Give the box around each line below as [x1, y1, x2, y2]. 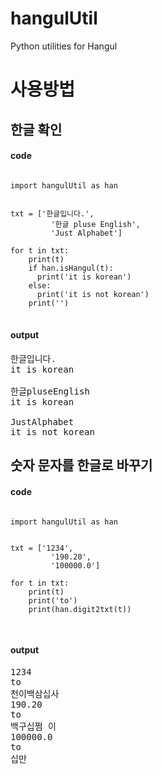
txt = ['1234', [10, 543, 74, 553]
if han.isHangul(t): [28, 263, 114, 273]
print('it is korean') [36, 272, 132, 282]
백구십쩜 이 [10, 720, 57, 732]
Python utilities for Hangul [10, 40, 118, 52]
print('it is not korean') [36, 289, 150, 299]
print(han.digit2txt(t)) [28, 604, 132, 614]
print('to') [28, 595, 78, 606]
